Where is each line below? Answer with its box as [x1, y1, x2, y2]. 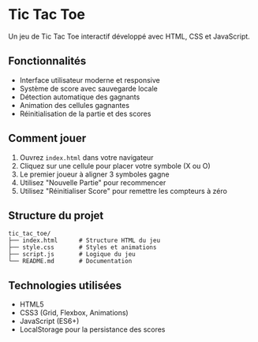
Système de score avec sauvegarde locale [19, 84, 158, 93]
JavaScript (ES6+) [19, 317, 80, 326]
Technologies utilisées [8, 278, 122, 292]
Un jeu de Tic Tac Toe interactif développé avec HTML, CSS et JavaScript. [8, 32, 250, 41]
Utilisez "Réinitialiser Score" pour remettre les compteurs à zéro [19, 186, 227, 195]
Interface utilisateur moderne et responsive [19, 75, 160, 84]
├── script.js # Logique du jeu [8, 251, 136, 258]
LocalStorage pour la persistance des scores [19, 325, 166, 334]
